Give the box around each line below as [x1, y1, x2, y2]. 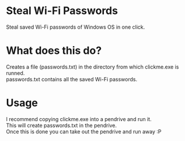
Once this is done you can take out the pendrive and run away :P [6, 128, 162, 135]
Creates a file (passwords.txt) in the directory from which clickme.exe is [6, 63, 179, 70]
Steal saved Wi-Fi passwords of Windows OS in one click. [6, 23, 145, 30]
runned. [6, 69, 25, 77]
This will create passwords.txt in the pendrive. [6, 122, 117, 129]
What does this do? [6, 44, 102, 57]
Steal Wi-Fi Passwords [6, 4, 118, 18]
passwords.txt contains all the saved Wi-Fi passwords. [6, 75, 138, 82]
